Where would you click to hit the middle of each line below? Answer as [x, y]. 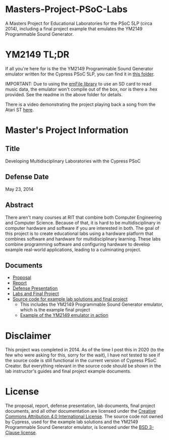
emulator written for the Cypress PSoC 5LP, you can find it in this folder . [80, 74]
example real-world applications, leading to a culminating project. [73, 250]
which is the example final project [55, 310]
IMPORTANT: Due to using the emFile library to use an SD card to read [78, 84]
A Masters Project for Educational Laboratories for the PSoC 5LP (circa [79, 23]
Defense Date [27, 177]
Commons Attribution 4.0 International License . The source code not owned [84, 417]
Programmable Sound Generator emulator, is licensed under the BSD [77, 427]
